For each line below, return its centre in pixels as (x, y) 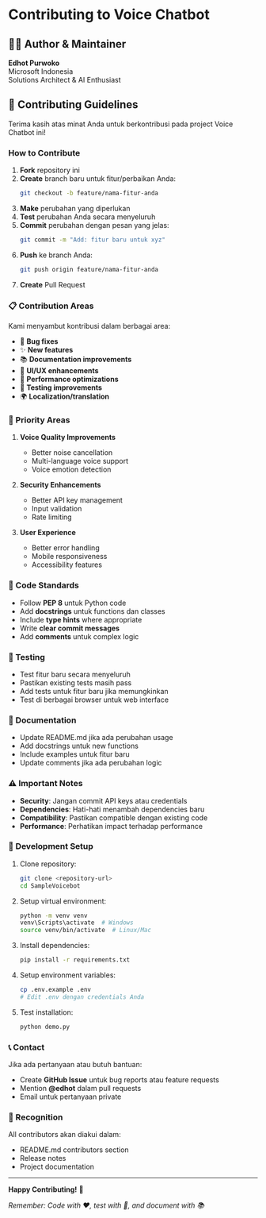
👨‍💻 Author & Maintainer (67, 44)
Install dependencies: (55, 946)
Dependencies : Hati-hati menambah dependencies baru (112, 809)
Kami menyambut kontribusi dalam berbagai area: (89, 326)
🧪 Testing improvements (61, 387)
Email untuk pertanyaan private (70, 1097)
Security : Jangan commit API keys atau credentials (103, 800)
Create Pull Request (52, 284)
